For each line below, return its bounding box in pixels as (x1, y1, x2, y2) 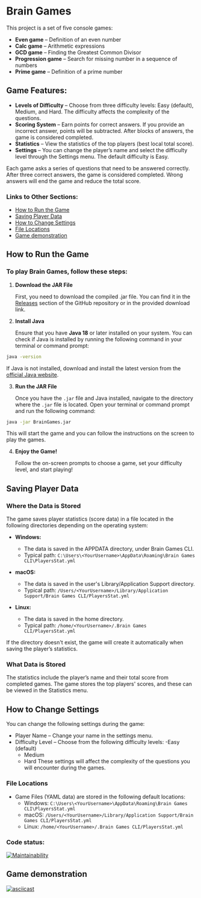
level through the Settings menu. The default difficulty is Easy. (14, 153, 170, 160)
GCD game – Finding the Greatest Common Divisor (14, 48, 141, 56)
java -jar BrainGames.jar (6, 419, 71, 425)
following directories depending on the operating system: (6, 522, 149, 529)
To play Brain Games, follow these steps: (6, 268, 128, 276)
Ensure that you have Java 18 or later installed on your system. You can (14, 329, 193, 336)
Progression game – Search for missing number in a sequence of (14, 55, 178, 62)
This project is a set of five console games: (6, 24, 113, 31)
